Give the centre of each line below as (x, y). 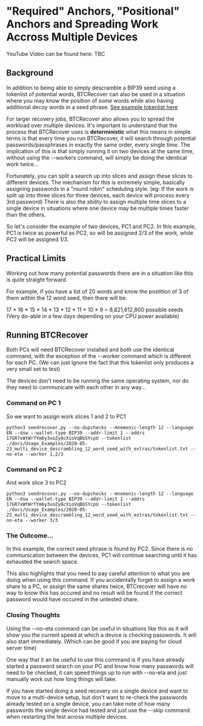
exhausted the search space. (42, 562)
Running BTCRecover (47, 335)
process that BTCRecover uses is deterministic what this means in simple (98, 131)
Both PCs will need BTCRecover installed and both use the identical (90, 350)
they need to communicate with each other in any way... (76, 387)
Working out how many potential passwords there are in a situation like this (100, 273)
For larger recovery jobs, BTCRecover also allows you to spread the (90, 119)
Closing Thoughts (33, 615)
